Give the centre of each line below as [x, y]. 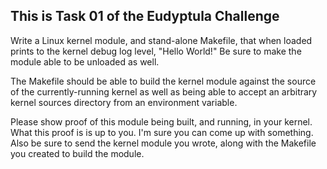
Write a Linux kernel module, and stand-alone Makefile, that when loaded [161, 40]
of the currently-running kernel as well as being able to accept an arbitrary [164, 91]
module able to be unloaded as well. [85, 61]
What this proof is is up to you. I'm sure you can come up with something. [162, 132]
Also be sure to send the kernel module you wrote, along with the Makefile [163, 143]
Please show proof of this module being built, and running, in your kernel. [161, 121]
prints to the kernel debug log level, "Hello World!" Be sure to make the [156, 51]
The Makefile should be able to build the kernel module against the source [163, 81]
